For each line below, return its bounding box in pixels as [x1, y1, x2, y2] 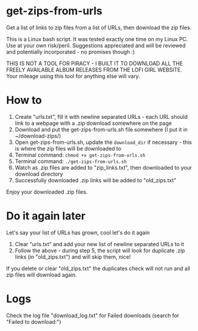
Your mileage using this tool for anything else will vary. [6, 72, 140, 79]
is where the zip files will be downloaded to [14, 145, 122, 152]
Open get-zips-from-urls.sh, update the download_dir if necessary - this [14, 139, 192, 146]
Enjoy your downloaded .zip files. [6, 188, 88, 195]
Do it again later [6, 209, 86, 223]
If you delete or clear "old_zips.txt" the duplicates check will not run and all [6, 265, 190, 272]
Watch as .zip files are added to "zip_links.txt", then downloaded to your [14, 164, 192, 171]
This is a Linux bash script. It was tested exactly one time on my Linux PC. [6, 35, 188, 42]
